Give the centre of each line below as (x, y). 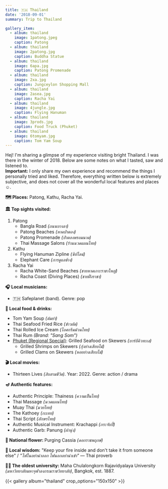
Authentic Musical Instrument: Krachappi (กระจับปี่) (64, 425)
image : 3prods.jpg (34, 122)
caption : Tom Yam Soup (38, 141)
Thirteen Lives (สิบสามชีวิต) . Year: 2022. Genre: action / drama (75, 374)
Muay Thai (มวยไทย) (32, 407)
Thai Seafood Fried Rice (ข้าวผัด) (45, 324)
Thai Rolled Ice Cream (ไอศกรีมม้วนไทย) (51, 330)
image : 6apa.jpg (32, 66)
